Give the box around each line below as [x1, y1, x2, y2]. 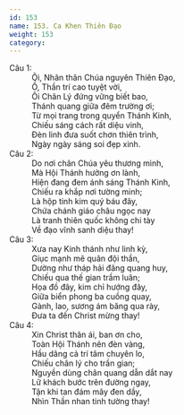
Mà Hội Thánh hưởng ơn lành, [31, 168, 141, 178]
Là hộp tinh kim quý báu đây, [31, 196, 138, 207]
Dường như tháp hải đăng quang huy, [31, 263, 168, 273]
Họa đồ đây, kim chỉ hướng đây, [31, 281, 148, 292]
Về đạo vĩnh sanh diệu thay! [31, 225, 134, 236]
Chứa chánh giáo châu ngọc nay [31, 205, 152, 216]
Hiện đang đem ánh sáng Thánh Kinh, [31, 177, 171, 188]
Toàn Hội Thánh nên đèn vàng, [31, 339, 146, 350]
